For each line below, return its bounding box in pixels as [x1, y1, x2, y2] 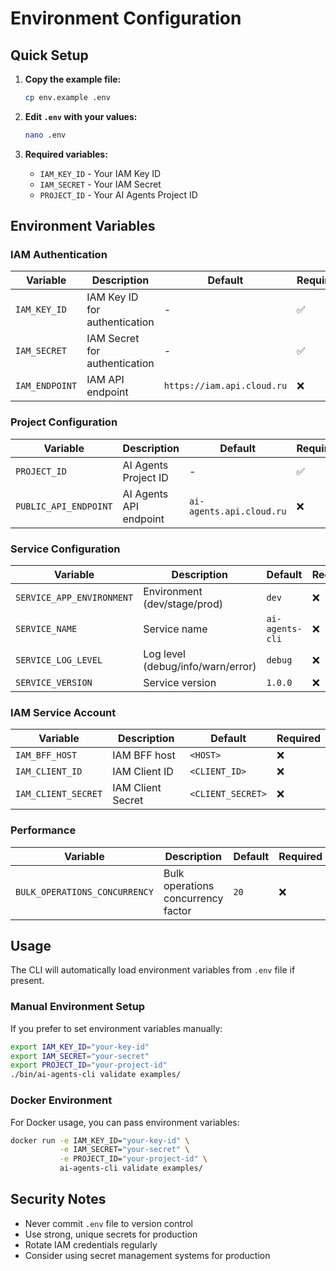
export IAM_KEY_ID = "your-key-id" [10, 1042, 150, 1052]
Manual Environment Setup [10, 1000, 146, 1014]
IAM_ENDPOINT [15, 380, 78, 392]
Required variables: [24, 148, 108, 160]
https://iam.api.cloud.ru [163, 380, 288, 392]
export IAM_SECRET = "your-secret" [10, 1051, 150, 1061]
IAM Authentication [10, 248, 108, 262]
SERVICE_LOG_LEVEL [15, 655, 103, 666]
